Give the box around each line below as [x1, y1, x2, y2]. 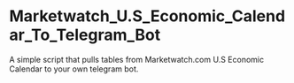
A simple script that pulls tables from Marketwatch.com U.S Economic [9, 54, 264, 64]
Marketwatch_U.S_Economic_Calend [9, 6, 286, 26]
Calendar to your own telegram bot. [9, 64, 139, 74]
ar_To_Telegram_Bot [9, 25, 161, 45]
